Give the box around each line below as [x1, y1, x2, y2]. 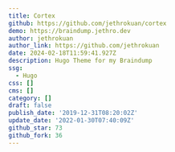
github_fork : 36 [8, 131, 63, 139]
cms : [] [8, 86, 35, 95]
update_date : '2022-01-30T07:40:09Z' [8, 117, 135, 125]
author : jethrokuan [8, 34, 74, 43]
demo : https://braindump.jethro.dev [8, 27, 131, 35]
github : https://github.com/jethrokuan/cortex [8, 19, 167, 27]
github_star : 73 [8, 124, 63, 132]
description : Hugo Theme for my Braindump [8, 57, 153, 65]
